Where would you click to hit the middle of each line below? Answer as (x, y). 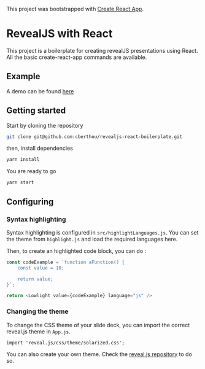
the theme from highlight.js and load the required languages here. (92, 239)
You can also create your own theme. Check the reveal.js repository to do (99, 354)
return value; (35, 279)
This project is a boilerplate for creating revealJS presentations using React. (102, 50)
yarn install (23, 160)
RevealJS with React (60, 34)
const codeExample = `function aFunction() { (65, 262)
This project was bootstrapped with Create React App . (75, 9)
